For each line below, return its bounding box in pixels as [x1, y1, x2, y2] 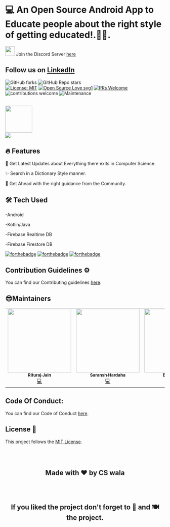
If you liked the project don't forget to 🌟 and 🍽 [11, 503, 159, 511]
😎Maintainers [5, 294, 51, 303]
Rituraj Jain [27, 372, 52, 378]
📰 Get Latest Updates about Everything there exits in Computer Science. [5, 160, 156, 166]
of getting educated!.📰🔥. [5, 29, 111, 41]
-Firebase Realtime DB [5, 231, 52, 238]
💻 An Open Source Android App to [5, 4, 154, 16]
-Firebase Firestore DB [5, 241, 53, 247]
